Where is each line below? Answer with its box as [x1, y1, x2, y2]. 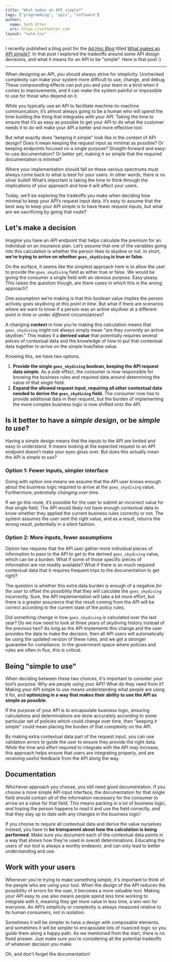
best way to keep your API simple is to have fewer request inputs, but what [5, 203, 163, 209]
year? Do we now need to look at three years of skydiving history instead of [5, 620, 165, 626]
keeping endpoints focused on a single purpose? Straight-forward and [5, 146, 154, 151]
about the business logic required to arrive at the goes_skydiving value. [5, 484, 155, 490]
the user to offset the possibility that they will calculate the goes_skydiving [5, 588, 162, 595]
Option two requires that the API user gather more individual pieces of [5, 545, 153, 551]
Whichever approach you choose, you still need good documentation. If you [5, 784, 165, 790]
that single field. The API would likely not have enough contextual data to [5, 504, 159, 510]
